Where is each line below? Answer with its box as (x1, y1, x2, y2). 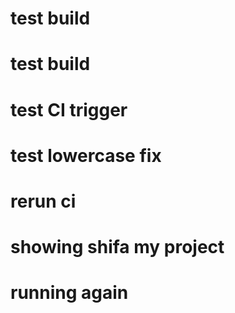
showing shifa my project (10, 236, 225, 259)
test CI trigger (10, 98, 128, 121)
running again (10, 282, 129, 304)
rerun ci (10, 190, 77, 212)
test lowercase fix (10, 144, 162, 167)
